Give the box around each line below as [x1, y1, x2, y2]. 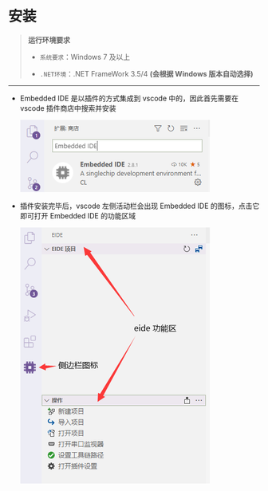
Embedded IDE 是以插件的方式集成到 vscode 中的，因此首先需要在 [19, 93, 239, 103]
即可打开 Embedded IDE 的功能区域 [19, 210, 136, 220]
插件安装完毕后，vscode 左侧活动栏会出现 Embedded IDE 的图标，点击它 [19, 201, 260, 210]
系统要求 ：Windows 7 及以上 [39, 52, 130, 61]
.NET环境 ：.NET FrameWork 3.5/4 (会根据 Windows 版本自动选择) [39, 69, 254, 78]
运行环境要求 [27, 35, 70, 45]
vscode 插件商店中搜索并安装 [19, 103, 117, 112]
